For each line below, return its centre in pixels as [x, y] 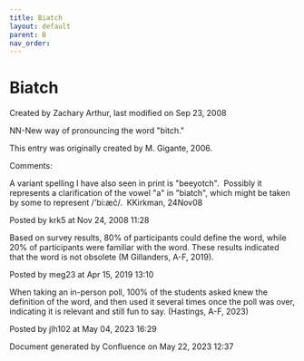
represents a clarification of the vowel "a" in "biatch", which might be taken [150, 193]
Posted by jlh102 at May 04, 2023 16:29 [83, 329]
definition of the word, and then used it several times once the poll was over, [152, 302]
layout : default [40, 26]
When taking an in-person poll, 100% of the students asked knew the [138, 292]
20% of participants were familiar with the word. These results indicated [144, 248]
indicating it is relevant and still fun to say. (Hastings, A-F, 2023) [129, 312]
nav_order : [30, 43]
